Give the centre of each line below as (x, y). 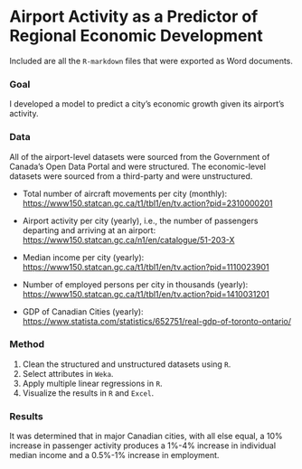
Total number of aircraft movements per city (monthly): (125, 193)
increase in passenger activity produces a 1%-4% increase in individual (143, 446)
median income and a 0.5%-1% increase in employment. (114, 455)
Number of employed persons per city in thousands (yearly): (135, 284)
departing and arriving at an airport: (89, 230)
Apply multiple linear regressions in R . (92, 383)
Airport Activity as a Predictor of (134, 17)
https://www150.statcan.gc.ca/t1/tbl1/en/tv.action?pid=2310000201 (147, 203)
